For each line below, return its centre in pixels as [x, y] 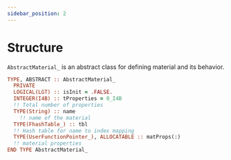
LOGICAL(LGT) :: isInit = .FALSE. [63, 92]
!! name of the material [55, 118]
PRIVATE [25, 86]
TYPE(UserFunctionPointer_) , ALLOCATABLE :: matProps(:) [97, 137]
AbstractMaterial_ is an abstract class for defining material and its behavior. [116, 67]
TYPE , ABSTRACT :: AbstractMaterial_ [62, 79]
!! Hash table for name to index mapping [74, 131]
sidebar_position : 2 [37, 13]
